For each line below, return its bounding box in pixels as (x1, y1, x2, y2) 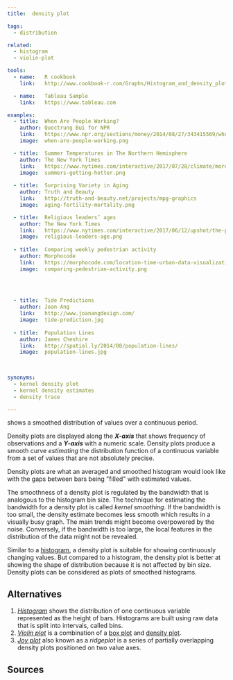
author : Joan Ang (19, 303, 70, 311)
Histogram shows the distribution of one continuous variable (17, 606, 191, 615)
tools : (7, 67, 26, 74)
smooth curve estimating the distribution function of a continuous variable (7, 447, 220, 455)
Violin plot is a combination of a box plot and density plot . (17, 629, 182, 637)
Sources (7, 663, 44, 675)
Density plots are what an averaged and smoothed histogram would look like (7, 468, 226, 476)
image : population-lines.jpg (19, 348, 107, 356)
